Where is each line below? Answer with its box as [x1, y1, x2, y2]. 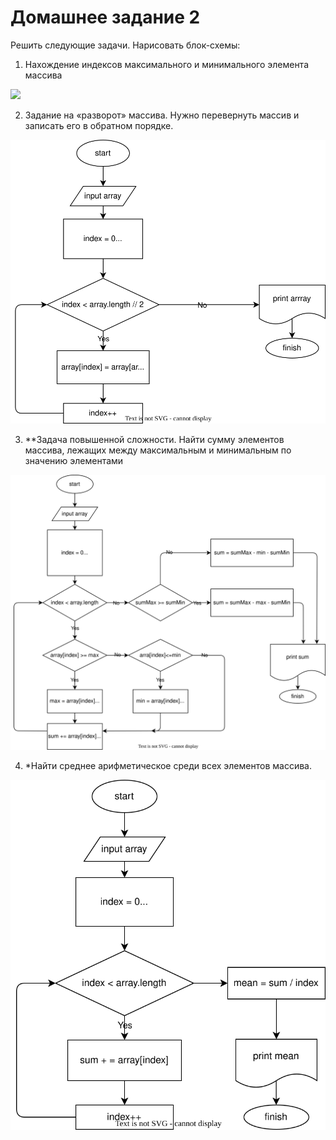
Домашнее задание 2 [10, 6, 201, 29]
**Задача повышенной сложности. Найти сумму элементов [24, 434, 285, 446]
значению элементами [24, 455, 124, 467]
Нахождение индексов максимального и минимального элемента [24, 58, 309, 70]
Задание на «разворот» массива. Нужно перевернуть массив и [24, 109, 300, 121]
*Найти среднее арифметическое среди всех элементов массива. [24, 760, 312, 772]
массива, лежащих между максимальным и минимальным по [24, 444, 292, 456]
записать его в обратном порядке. [24, 119, 174, 131]
